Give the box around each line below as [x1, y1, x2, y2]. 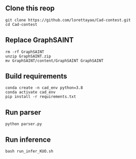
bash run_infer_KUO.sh [5, 149, 53, 154]
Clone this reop [5, 4, 55, 13]
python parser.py [5, 121, 42, 126]
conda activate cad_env [5, 90, 56, 95]
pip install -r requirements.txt [5, 94, 76, 100]
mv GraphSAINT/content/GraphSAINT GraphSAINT [5, 58, 103, 63]
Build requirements [5, 72, 67, 81]
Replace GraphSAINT [5, 36, 74, 45]
